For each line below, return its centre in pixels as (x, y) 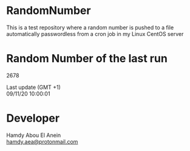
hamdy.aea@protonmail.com (42, 141)
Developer (33, 118)
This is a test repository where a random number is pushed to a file (90, 27)
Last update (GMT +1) (33, 87)
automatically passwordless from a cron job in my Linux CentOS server (95, 33)
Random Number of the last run (87, 59)
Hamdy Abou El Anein (34, 135)
